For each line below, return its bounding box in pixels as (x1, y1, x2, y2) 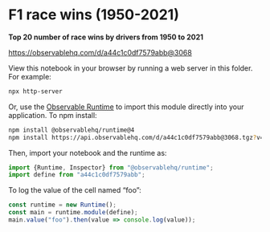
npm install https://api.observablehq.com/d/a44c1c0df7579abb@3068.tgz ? (8, 133, 257, 141)
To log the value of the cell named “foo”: (8, 185, 142, 195)
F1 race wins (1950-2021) (8, 6, 179, 24)
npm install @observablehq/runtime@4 (8, 126, 135, 134)
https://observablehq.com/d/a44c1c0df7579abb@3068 (8, 47, 193, 57)
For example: (8, 71, 52, 81)
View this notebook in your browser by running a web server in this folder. (8, 63, 253, 73)
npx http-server (8, 87, 63, 96)
